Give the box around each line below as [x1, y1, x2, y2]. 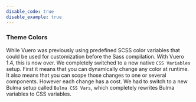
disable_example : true [6, 14, 62, 20]
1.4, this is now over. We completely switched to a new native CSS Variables [6, 59, 191, 66]
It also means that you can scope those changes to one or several [6, 72, 166, 79]
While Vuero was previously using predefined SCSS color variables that [6, 46, 180, 53]
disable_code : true [6, 8, 54, 15]
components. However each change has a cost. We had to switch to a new [6, 77, 188, 85]
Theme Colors [6, 33, 48, 42]
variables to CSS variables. [6, 90, 72, 97]
